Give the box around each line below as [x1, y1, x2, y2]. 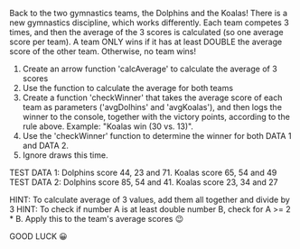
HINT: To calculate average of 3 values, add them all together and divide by [9, 194, 291, 205]
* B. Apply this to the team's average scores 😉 [9, 214, 183, 224]
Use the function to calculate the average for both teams [22, 83, 233, 93]
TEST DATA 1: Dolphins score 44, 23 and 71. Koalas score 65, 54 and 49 [9, 167, 277, 178]
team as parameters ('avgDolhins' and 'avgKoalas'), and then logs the [22, 102, 283, 112]
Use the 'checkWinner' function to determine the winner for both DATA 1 [22, 131, 292, 141]
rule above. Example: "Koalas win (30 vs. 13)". [22, 121, 194, 132]
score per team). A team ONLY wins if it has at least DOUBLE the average [9, 36, 283, 47]
